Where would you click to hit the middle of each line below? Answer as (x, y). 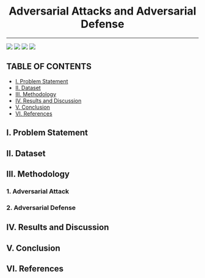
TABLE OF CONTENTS (49, 67)
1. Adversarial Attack (38, 191)
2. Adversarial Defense (41, 207)
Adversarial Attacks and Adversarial (103, 11)
